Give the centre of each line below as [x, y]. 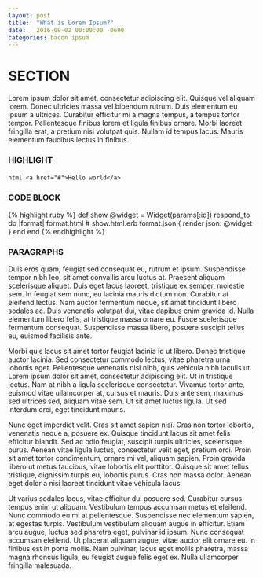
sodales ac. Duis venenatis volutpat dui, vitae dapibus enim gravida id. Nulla [131, 311]
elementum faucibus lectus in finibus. [69, 140]
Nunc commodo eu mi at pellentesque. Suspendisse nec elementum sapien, [131, 515]
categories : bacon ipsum [49, 37]
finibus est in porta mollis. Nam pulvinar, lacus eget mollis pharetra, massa [128, 549]
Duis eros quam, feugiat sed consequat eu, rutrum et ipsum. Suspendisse [127, 269]
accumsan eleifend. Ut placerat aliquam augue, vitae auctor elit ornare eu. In [132, 540]
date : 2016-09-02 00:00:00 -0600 [66, 30]
